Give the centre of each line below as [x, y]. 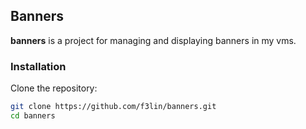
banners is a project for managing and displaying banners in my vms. [153, 40]
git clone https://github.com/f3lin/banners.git [113, 107]
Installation [38, 66]
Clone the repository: [54, 88]
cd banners [33, 115]
